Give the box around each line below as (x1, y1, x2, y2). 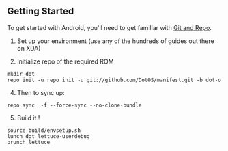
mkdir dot (7, 70, 35, 77)
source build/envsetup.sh (7, 126, 81, 134)
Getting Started (7, 5, 74, 17)
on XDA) (16, 44, 41, 52)
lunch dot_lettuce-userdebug (7, 133, 90, 139)
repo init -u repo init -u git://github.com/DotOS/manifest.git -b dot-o (7, 77, 222, 83)
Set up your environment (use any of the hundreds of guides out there (16, 37, 214, 45)
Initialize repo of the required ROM (16, 57, 114, 66)
